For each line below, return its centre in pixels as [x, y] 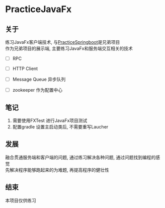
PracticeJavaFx [38, 9]
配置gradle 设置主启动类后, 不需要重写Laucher [60, 127]
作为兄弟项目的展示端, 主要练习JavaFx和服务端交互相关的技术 [69, 48]
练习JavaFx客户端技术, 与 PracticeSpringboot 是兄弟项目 [63, 42]
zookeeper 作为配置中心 [37, 90]
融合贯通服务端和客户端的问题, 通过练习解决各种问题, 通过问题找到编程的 [80, 157]
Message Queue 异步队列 [39, 80]
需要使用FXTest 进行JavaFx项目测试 [50, 121]
